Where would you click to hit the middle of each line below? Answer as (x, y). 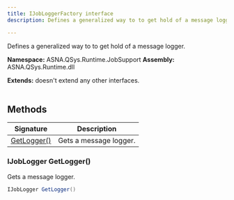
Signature (31, 129)
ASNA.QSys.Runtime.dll (41, 67)
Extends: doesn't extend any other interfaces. (73, 80)
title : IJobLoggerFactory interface (60, 14)
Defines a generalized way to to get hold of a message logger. (96, 46)
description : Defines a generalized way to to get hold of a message (110, 20)
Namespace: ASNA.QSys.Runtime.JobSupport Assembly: (91, 59)
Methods (27, 109)
